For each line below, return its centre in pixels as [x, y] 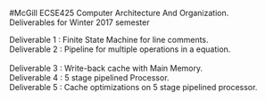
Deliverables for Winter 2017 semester [79, 22]
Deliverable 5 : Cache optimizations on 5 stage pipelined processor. [133, 87]
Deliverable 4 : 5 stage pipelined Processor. [89, 78]
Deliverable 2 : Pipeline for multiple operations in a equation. [120, 49]
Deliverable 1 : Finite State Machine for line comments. [109, 40]
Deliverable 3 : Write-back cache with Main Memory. [106, 68]
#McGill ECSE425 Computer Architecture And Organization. [119, 13]
